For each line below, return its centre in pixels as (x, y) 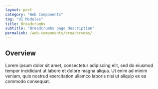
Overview (21, 53)
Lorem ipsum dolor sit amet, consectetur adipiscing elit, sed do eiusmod (79, 65)
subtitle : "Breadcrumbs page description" (50, 28)
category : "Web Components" (34, 14)
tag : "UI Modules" (24, 19)
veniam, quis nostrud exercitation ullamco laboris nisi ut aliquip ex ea (76, 76)
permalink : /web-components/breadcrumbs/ (49, 33)
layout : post (19, 10)
